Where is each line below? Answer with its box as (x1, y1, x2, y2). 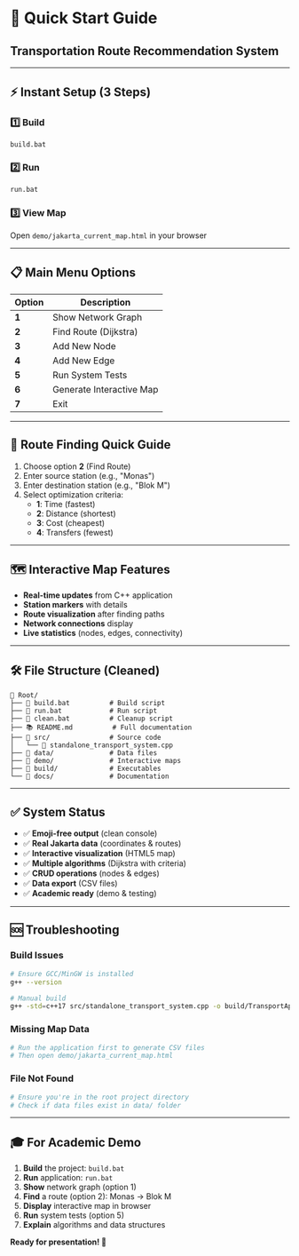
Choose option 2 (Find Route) (22, 461, 131, 472)
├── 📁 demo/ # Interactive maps (10, 757, 181, 766)
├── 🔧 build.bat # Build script (10, 699, 166, 708)
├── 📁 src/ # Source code (10, 733, 162, 743)
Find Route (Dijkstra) (52, 325, 138, 338)
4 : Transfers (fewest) (35, 527, 114, 537)
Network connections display (22, 618, 134, 629)
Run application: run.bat (22, 1173, 114, 1183)
